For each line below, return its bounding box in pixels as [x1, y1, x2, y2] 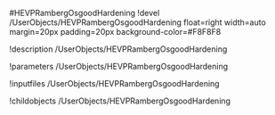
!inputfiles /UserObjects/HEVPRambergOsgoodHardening [9, 78, 220, 88]
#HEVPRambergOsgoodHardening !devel [9, 8, 160, 18]
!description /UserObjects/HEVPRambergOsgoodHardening [9, 44, 228, 54]
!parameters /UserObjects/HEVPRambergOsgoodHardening [9, 62, 229, 71]
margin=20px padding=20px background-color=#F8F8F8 [9, 27, 222, 37]
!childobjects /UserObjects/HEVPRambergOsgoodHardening [9, 95, 231, 106]
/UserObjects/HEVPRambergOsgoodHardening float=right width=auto [9, 17, 267, 28]
